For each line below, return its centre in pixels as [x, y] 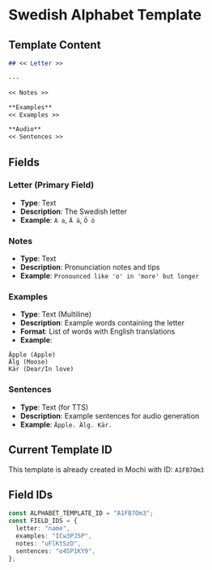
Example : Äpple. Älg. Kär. [66, 424]
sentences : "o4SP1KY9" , [55, 551]
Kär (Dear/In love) [41, 369]
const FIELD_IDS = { [43, 521]
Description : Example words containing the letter [102, 323]
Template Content [55, 45]
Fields [24, 162]
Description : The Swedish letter [74, 211]
